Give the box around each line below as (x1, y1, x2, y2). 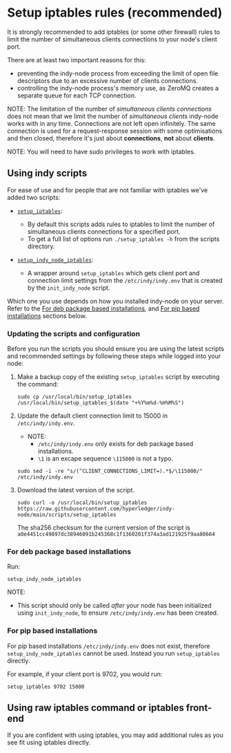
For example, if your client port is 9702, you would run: (7, 669, 163, 678)
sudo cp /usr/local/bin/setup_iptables (17, 393, 132, 400)
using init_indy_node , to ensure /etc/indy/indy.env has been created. (17, 608, 219, 617)
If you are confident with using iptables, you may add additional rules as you (7, 731, 224, 739)
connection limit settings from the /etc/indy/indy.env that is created (27, 276, 223, 284)
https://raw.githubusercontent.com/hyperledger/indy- (17, 505, 175, 512)
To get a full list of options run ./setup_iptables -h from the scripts (27, 234, 220, 243)
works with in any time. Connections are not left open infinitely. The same (7, 119, 216, 127)
